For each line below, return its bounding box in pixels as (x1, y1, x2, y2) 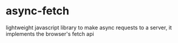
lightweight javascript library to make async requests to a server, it (5, 24, 173, 31)
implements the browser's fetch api (5, 30, 95, 37)
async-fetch (5, 4, 69, 18)
